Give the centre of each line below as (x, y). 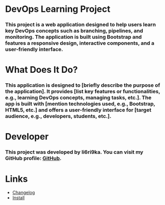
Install (18, 198)
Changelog (24, 193)
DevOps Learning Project (58, 9)
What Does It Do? (42, 70)
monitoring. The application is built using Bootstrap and (74, 37)
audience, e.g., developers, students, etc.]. (58, 116)
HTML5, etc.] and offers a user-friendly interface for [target (78, 110)
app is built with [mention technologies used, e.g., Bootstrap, (80, 104)
